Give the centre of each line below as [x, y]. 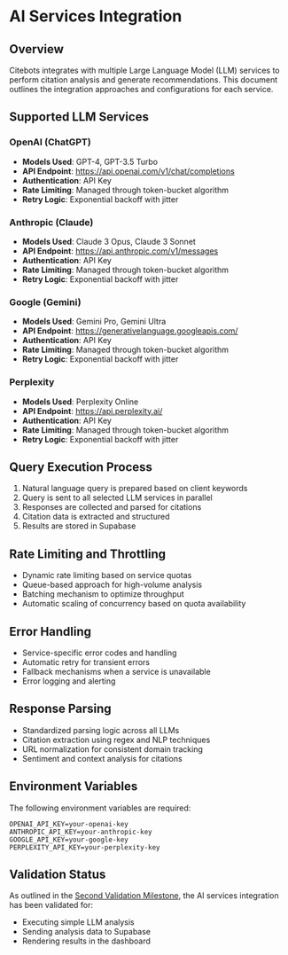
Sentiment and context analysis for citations [102, 758]
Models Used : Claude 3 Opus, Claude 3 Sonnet [109, 241]
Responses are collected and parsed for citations [112, 507]
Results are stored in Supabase [79, 526]
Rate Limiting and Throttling [88, 554]
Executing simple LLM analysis [78, 922]
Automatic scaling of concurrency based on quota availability [134, 604]
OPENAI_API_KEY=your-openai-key [69, 824]
